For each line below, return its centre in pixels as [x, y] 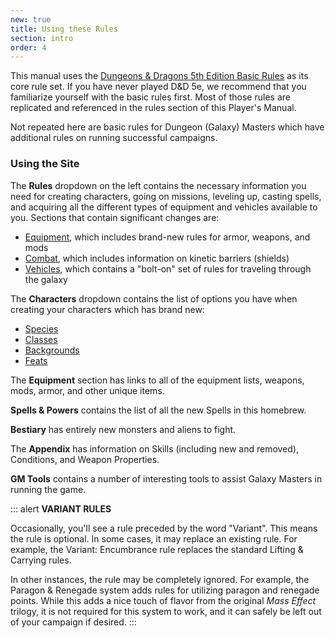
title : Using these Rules [64, 29]
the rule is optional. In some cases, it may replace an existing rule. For [154, 538]
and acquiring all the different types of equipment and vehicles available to [164, 207]
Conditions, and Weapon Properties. [85, 459]
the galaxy [46, 279]
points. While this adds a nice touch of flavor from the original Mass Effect [163, 600]
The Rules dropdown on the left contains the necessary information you [158, 185]
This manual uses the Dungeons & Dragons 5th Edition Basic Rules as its [159, 76]
